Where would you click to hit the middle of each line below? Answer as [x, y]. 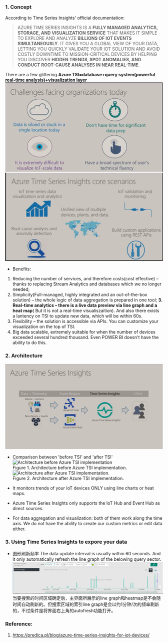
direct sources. [28, 509]
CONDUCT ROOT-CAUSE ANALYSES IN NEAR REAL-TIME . [78, 65]
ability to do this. [29, 343]
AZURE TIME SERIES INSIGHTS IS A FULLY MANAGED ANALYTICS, [88, 28]
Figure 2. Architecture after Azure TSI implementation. [68, 478]
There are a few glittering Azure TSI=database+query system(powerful [80, 75]
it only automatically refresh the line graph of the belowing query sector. [87, 559]
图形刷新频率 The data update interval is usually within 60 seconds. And [86, 553]
